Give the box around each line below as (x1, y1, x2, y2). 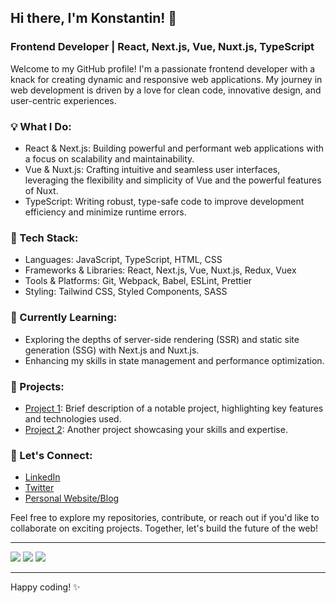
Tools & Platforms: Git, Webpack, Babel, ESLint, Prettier (24, 275, 253, 287)
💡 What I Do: (10, 119, 72, 133)
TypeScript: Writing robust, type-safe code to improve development (24, 195, 305, 207)
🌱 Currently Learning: (10, 311, 118, 325)
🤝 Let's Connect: (10, 448, 93, 462)
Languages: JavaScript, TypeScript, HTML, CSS (24, 254, 223, 266)
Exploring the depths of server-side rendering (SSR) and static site (24, 333, 300, 345)
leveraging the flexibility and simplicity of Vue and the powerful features (24, 174, 322, 186)
